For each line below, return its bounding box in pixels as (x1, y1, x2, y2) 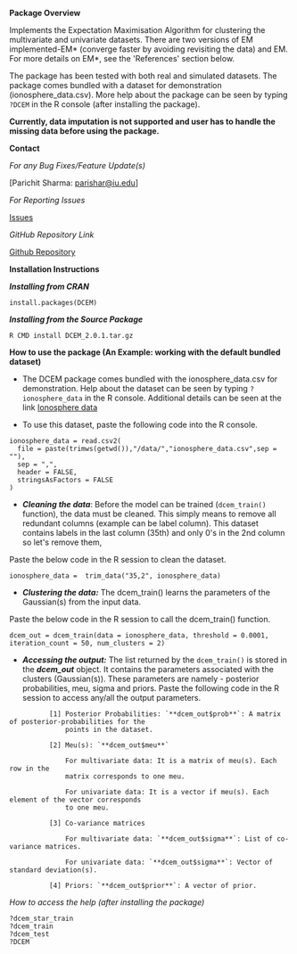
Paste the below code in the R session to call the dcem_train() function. (9, 614, 271, 624)
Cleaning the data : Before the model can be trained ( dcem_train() (21, 499, 267, 509)
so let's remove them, (21, 537, 103, 547)
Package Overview (9, 8, 81, 18)
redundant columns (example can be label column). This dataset (21, 518, 259, 529)
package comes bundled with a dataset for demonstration (9, 80, 222, 90)
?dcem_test (9, 930, 50, 939)
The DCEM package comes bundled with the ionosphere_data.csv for (21, 374, 278, 384)
